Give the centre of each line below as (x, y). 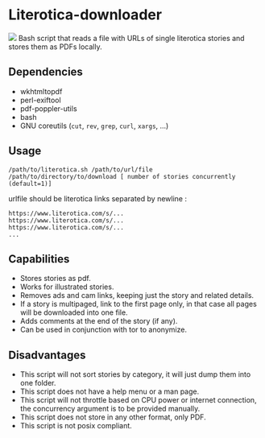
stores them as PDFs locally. (55, 47)
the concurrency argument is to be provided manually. (110, 409)
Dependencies (46, 72)
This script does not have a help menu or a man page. (110, 391)
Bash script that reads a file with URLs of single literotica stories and (131, 38)
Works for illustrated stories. (67, 287)
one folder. (38, 383)
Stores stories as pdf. (55, 279)
